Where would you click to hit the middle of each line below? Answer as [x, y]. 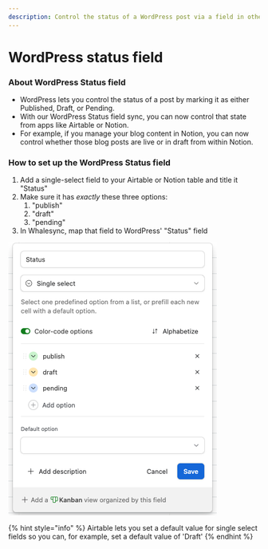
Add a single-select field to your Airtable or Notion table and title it [129, 180]
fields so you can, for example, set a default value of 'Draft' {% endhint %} [131, 537]
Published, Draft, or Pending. [67, 109]
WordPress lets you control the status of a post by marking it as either [134, 100]
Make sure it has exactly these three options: [94, 197]
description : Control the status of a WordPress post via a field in [126, 17]
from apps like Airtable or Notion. [74, 125]
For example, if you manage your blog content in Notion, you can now [134, 134]
